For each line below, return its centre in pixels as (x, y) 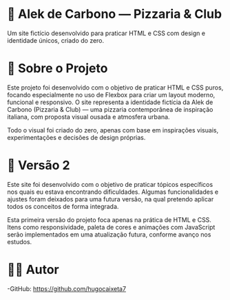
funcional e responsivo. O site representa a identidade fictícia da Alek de (110, 102)
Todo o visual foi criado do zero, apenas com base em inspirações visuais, (113, 130)
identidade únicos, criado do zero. (56, 40)
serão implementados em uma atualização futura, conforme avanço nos (109, 234)
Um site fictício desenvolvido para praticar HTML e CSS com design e (106, 33)
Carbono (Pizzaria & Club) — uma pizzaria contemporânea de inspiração (110, 109)
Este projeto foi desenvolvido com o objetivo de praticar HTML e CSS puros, (115, 87)
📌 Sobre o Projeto (57, 69)
